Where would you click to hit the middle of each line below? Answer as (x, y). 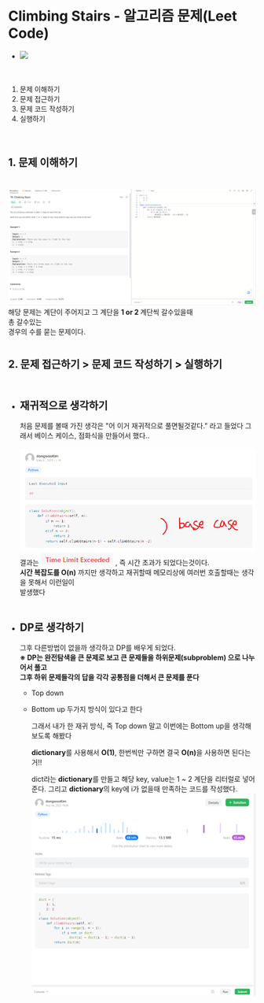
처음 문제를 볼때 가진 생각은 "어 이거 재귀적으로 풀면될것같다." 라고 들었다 (131, 426)
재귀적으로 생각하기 (64, 405)
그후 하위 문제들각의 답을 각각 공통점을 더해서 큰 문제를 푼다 (109, 677)
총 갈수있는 (25, 322)
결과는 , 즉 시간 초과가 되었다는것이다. (114, 562)
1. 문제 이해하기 (43, 163)
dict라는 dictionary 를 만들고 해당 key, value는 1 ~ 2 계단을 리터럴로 (136, 779)
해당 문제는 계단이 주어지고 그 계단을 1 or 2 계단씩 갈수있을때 (101, 312)
